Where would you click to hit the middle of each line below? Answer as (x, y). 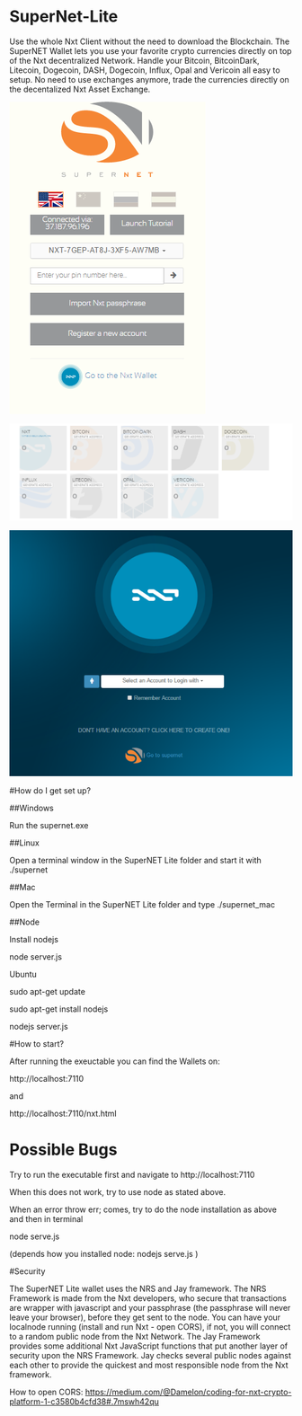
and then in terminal (46, 1219)
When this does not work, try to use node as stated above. (118, 1192)
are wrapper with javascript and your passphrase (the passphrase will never (150, 1308)
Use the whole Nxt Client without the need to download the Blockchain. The (150, 41)
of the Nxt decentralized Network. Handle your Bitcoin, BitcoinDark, (134, 60)
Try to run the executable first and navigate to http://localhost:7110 (132, 1175)
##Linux (25, 843)
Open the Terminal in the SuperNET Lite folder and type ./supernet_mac (142, 905)
